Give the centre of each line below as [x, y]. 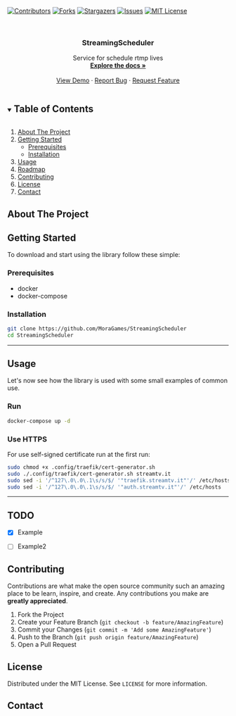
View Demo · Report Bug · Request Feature [118, 80]
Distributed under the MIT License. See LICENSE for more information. [107, 684]
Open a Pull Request [47, 645]
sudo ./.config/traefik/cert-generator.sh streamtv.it [89, 474]
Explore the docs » [118, 65]
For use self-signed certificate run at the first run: [79, 454]
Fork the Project [41, 615]
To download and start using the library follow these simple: [94, 255]
